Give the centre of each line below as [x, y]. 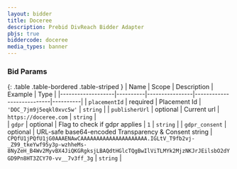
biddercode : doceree [38, 40]
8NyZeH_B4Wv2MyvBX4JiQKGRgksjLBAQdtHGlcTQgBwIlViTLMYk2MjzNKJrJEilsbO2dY [119, 151]
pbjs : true [23, 34]
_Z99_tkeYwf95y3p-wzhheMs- [47, 145]
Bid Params [27, 71]
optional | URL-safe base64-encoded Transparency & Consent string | [110, 132]
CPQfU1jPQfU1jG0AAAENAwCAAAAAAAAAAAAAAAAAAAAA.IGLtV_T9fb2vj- [101, 139]
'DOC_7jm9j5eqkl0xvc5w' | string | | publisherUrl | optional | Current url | [114, 110]
